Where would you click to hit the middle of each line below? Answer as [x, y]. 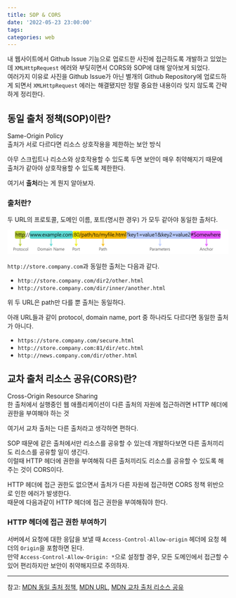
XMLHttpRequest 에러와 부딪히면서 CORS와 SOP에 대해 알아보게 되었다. [112, 68]
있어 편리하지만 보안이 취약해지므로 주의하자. [68, 565]
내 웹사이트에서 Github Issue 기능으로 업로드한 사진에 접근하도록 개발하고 [108, 59]
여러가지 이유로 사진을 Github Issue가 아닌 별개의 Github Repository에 [105, 77]
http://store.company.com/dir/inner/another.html [92, 288]
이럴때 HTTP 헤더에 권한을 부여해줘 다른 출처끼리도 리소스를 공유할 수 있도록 [112, 461]
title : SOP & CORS [34, 15]
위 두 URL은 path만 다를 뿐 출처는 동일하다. [66, 302]
